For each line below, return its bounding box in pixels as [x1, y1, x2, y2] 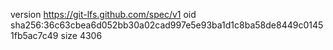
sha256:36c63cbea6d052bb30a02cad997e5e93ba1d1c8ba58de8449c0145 [10, 19, 324, 31]
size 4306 [60, 30, 103, 41]
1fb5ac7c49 [10, 30, 59, 41]
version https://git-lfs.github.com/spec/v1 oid [10, 9, 197, 20]
